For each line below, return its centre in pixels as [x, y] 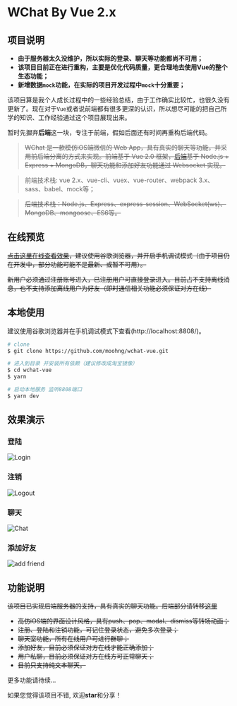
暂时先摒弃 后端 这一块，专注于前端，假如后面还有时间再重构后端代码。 [109, 132]
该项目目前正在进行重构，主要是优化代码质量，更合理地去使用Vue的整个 [122, 67]
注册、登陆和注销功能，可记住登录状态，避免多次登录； [98, 630]
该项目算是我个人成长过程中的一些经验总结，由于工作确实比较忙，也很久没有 [119, 100]
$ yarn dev [23, 396]
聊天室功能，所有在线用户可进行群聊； [73, 639]
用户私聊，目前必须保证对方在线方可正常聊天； [85, 657]
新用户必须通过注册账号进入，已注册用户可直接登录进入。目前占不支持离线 [115, 279]
